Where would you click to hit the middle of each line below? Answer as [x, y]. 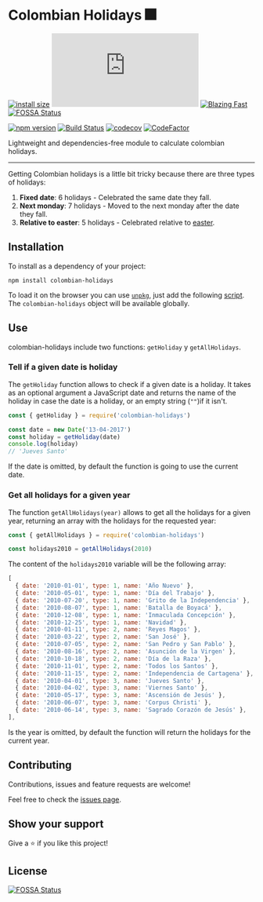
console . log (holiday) [43, 444]
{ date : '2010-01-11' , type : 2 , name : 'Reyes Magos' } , [108, 630]
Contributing [40, 765]
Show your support [56, 824]
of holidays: [27, 182]
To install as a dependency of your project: [77, 266]
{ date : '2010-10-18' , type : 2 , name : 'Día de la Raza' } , [113, 659]
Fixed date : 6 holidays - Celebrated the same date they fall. [115, 197]
